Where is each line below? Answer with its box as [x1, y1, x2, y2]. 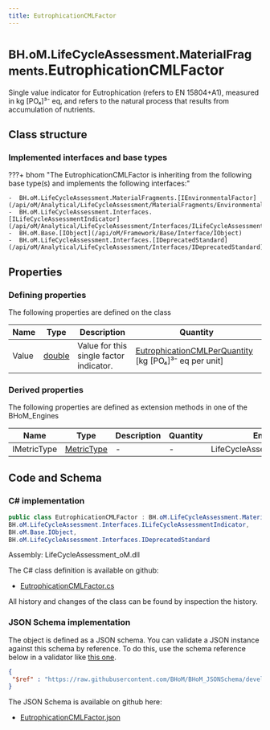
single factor [77, 350, 125, 361]
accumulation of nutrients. [8, 104, 96, 114]
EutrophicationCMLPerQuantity [135, 345, 253, 356]
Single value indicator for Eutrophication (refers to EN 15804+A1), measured [8, 88, 260, 97]
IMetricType [12, 443, 58, 455]
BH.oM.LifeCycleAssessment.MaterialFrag [8, 46, 252, 62]
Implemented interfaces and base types [8, 152, 167, 163]
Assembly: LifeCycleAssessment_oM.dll [8, 550, 141, 560]
